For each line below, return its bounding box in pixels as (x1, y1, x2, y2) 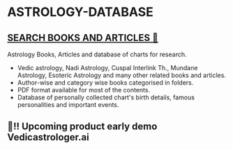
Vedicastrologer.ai (7, 131, 89, 143)
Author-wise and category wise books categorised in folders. (17, 78, 194, 87)
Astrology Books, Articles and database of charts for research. (7, 50, 187, 58)
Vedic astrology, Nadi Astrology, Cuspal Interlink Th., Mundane (17, 64, 198, 72)
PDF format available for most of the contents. (17, 86, 151, 94)
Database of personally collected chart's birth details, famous (17, 93, 195, 101)
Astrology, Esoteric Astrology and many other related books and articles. (17, 71, 227, 79)
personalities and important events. (17, 101, 119, 108)
